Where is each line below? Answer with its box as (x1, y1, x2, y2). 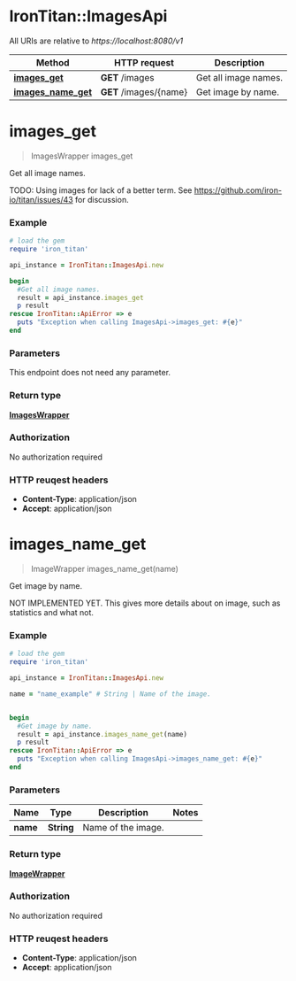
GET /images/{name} (100, 86, 188, 98)
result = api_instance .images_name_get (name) (17, 730, 188, 738)
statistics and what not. (9, 607, 95, 618)
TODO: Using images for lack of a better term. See (9, 184, 193, 196)
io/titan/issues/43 (9, 194, 73, 205)
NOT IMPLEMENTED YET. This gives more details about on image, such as (9, 598, 281, 608)
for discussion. (74, 194, 130, 205)
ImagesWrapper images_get (30, 151, 133, 161)
